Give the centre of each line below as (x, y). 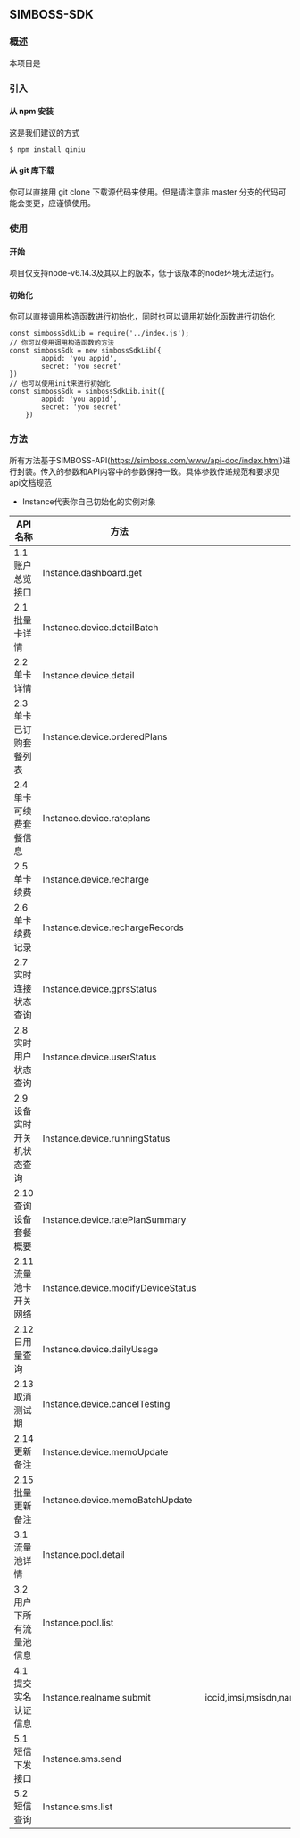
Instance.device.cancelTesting (106, 1403)
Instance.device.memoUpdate (105, 1451)
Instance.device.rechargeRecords (113, 927)
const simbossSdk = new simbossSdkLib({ (86, 351)
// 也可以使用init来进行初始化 (60, 384)
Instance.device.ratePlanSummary (114, 1219)
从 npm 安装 (31, 112)
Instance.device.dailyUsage (100, 1349)
